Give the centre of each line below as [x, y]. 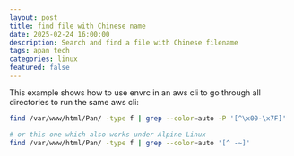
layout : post [34, 17]
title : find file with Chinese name [78, 26]
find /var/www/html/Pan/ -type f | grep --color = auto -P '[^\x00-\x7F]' [148, 118]
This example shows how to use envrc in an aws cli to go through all [135, 92]
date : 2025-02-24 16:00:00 [60, 34]
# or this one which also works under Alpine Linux [108, 135]
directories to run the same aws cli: [74, 102]
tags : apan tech [39, 51]
